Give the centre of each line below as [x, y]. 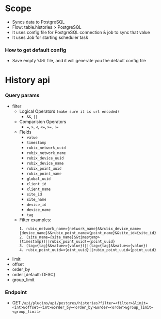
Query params [22, 95]
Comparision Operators [43, 122]
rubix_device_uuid [45, 158]
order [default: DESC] [33, 274]
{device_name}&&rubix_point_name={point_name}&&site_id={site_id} [88, 233]
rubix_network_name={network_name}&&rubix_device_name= [84, 229]
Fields [25, 132]
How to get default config [36, 50]
